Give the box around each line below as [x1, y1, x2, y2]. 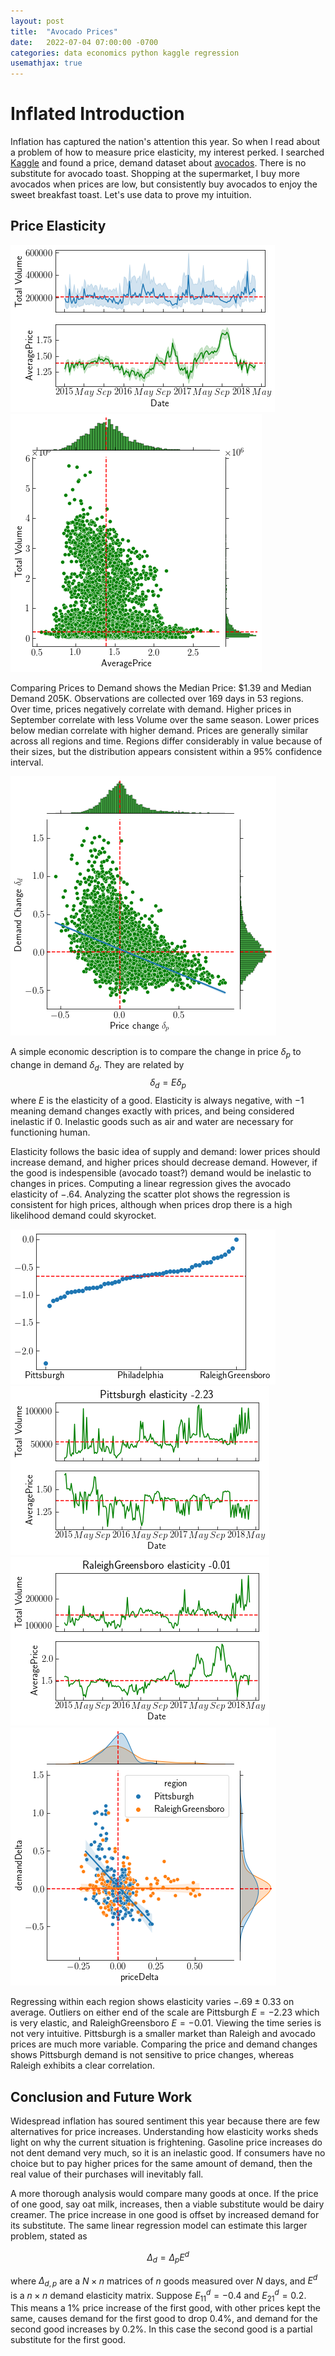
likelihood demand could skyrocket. [10, 1210, 157, 1222]
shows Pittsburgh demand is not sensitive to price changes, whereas [10, 2049, 295, 2061]
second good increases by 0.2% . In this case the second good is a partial [10, 2323, 313, 2335]
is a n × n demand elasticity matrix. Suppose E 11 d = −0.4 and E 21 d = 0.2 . [10, 2287, 307, 2304]
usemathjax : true [10, 58, 83, 69]
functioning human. [10, 1126, 91, 1139]
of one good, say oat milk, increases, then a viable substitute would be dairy [10, 2198, 325, 2210]
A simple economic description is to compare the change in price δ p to [10, 1045, 302, 1060]
